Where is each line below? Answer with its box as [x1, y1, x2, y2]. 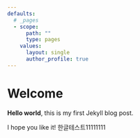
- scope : [13, 23, 39, 30]
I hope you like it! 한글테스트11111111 [7, 123, 106, 131]
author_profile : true [25, 56, 89, 63]
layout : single [25, 49, 70, 56]
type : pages [25, 36, 61, 43]
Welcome [7, 85, 63, 101]
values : [20, 43, 42, 49]
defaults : [7, 10, 36, 17]
